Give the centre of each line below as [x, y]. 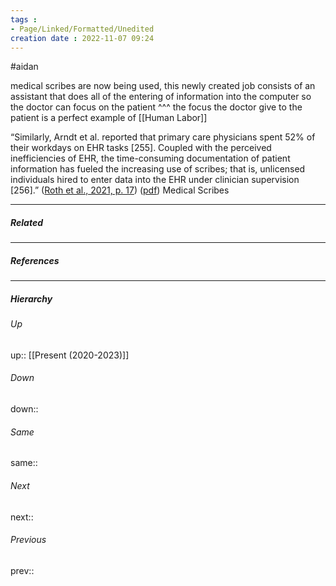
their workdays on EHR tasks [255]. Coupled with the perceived [141, 148]
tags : [24, 19]
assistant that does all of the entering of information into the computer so [161, 97]
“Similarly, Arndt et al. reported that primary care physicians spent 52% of [163, 137]
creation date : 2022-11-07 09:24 [82, 38]
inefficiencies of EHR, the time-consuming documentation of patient [150, 158]
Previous [28, 540]
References [35, 260]
